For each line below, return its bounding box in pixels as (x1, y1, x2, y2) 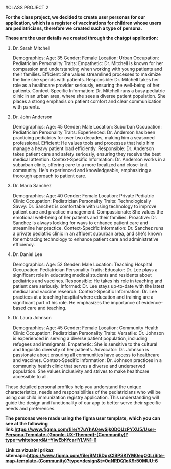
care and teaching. (27, 305, 67, 311)
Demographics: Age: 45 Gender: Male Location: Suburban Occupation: (12, 124, 162, 130)
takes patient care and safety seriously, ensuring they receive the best (12, 151, 161, 157)
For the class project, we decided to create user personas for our (5, 14, 145, 20)
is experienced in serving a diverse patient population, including (12, 335, 148, 342)
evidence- (141, 300, 163, 305)
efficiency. (12, 242, 35, 247)
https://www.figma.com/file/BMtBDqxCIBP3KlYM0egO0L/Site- (27, 453, 165, 458)
